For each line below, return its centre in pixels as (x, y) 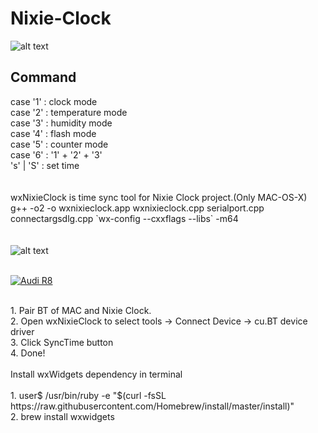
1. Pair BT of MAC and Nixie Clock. (81, 310)
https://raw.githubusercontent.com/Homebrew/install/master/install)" (152, 406)
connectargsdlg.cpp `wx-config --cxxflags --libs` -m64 (124, 218)
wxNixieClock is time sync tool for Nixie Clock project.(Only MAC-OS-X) (159, 197)
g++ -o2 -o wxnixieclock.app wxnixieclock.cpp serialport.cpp (137, 208)
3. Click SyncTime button (62, 342)
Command (43, 77)
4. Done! (28, 353)
